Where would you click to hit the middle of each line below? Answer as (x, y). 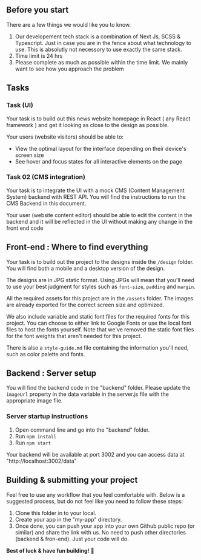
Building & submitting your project (72, 480)
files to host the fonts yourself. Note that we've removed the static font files (100, 329)
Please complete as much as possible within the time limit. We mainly (101, 62)
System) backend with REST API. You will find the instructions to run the (96, 196)
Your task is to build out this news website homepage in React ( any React (98, 119)
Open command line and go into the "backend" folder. (82, 430)
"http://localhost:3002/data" (41, 461)
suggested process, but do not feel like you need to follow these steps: (95, 501)
